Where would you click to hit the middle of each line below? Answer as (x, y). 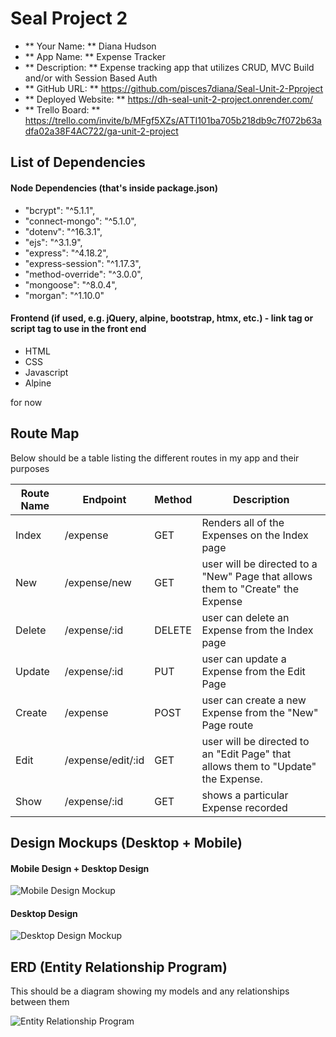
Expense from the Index (257, 630)
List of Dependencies (78, 162)
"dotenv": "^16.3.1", (63, 231)
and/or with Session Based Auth (91, 78)
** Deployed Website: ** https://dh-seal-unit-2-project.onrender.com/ (169, 99)
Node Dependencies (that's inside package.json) (114, 188)
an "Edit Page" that (246, 754)
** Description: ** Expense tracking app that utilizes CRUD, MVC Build (169, 67)
